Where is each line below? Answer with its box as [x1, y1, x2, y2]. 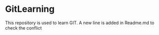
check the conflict [5, 25, 42, 31]
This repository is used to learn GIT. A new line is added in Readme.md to [5, 20, 155, 26]
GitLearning [5, 3, 55, 15]
